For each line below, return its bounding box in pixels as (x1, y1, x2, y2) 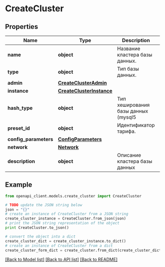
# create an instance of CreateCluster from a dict (5, 243, 113, 248)
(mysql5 (117, 114, 137, 121)
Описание (117, 152, 141, 158)
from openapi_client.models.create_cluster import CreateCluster (5, 194, 141, 198)
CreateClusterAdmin (58, 79, 107, 86)
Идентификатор (117, 122, 155, 128)
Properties (5, 23, 38, 31)
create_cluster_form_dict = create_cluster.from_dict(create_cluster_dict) (5, 248, 164, 253)
